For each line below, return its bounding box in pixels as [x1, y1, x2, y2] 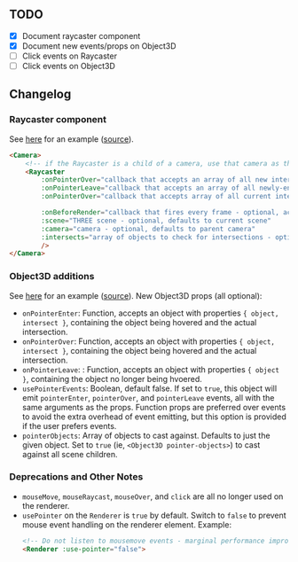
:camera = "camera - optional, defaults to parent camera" [41, 224, 255, 233]
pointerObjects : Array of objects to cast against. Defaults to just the [21, 430, 271, 441]
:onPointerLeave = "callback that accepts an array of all [41, 183, 255, 193]
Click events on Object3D [21, 61, 115, 71]
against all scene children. [21, 449, 118, 459]
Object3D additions [9, 270, 95, 283]
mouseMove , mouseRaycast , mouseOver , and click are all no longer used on [21, 491, 284, 502]
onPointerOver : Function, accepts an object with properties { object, [21, 336, 276, 347]
